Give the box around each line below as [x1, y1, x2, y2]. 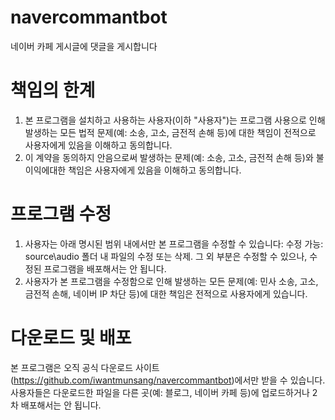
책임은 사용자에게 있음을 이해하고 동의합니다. [68, 164, 242, 176]
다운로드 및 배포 [10, 327, 132, 349]
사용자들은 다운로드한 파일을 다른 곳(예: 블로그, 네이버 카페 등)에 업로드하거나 [10, 386, 310, 398]
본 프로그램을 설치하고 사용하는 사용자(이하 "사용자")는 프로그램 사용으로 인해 [24, 114, 326, 126]
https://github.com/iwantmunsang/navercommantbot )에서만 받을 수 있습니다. [13, 374, 326, 386]
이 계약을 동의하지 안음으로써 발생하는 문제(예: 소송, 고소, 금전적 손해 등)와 [24, 151, 314, 163]
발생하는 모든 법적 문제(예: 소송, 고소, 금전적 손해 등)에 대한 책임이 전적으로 [24, 126, 317, 138]
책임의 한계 [10, 79, 96, 102]
